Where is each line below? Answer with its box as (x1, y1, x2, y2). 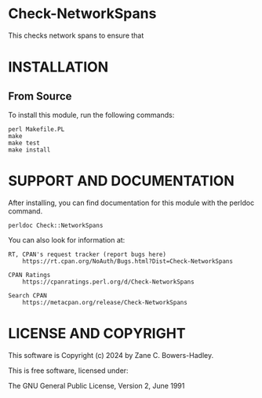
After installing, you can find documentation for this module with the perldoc (8, 198, 255, 207)
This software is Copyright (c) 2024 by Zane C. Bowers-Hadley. (8, 350, 214, 360)
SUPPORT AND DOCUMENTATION (8, 172, 235, 190)
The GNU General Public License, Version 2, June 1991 (8, 381, 185, 390)
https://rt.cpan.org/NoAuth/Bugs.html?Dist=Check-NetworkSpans (22, 257, 234, 265)
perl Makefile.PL (8, 125, 65, 133)
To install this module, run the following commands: (8, 110, 175, 119)
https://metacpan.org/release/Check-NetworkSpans (22, 298, 188, 306)
